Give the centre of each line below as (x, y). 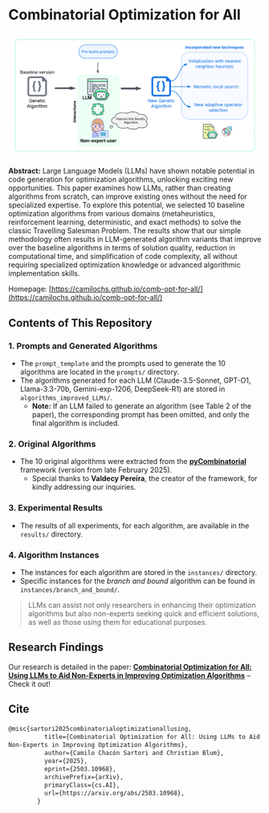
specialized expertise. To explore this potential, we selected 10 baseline (126, 205)
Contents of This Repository (80, 323)
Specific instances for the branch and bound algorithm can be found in (137, 581)
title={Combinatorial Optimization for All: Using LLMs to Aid (152, 737)
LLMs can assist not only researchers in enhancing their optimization (142, 606)
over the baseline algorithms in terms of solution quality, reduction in (122, 248)
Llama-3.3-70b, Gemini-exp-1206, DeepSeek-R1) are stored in (122, 389)
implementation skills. (44, 273)
